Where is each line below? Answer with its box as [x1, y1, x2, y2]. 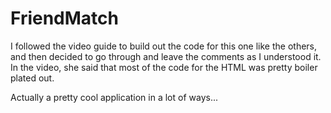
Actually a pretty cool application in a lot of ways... [10, 91, 219, 103]
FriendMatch [10, 7, 119, 30]
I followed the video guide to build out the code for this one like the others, [10, 40, 318, 52]
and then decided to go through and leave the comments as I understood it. [10, 50, 322, 62]
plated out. [10, 72, 55, 84]
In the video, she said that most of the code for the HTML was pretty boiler [10, 61, 318, 73]
